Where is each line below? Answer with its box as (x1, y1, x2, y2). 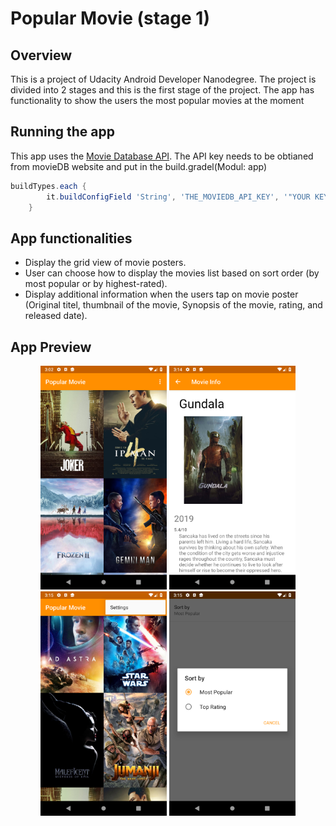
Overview (10, 47, 73, 64)
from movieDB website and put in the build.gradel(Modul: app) (10, 160, 268, 172)
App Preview (10, 338, 92, 356)
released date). (24, 310, 88, 322)
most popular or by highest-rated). (24, 278, 168, 290)
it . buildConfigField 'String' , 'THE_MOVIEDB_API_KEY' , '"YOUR (46, 192, 311, 202)
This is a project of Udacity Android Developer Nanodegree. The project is (10, 73, 317, 85)
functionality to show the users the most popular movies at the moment (10, 95, 305, 106)
